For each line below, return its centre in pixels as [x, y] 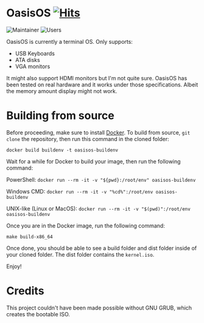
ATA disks [28, 60]
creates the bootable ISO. [38, 314]
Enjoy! [14, 266]
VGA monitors [33, 66]
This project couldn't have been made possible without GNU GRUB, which [99, 308]
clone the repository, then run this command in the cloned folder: [88, 139]
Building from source [60, 116]
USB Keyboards [35, 53]
